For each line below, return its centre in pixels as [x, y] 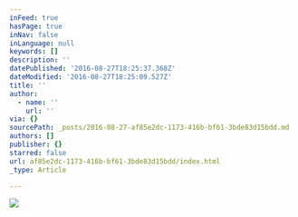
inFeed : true [34, 18]
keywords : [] [34, 52]
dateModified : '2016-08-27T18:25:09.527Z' [91, 77]
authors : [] [32, 136]
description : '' [40, 60]
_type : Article [38, 170]
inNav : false [34, 35]
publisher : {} [36, 144]
